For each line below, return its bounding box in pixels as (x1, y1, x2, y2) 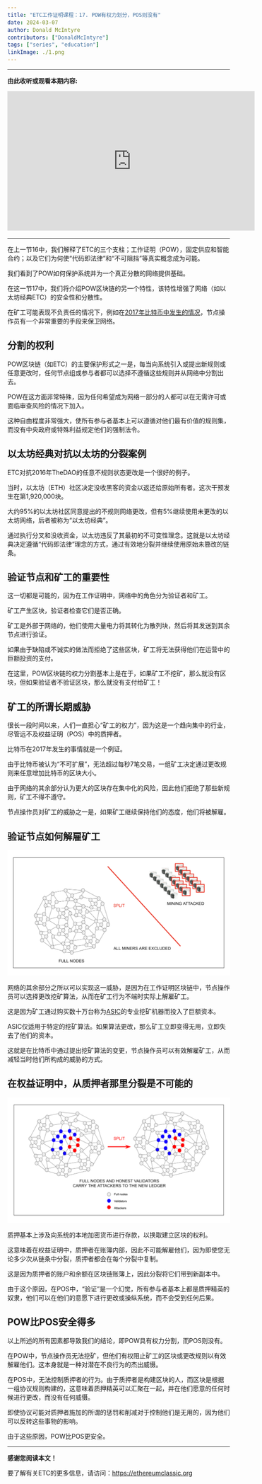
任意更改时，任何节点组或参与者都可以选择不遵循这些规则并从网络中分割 (7, 368, 218, 377)
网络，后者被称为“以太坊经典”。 (19, 515, 112, 524)
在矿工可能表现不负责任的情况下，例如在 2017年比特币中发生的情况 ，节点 (7, 308, 219, 316)
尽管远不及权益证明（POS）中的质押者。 (7, 730, 126, 738)
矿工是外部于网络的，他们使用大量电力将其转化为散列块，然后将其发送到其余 (7, 622, 230, 630)
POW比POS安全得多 (7, 1316, 96, 1328)
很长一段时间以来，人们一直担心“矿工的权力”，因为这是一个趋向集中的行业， (7, 721, 230, 729)
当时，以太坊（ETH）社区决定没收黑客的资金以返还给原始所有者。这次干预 (7, 483, 224, 491)
